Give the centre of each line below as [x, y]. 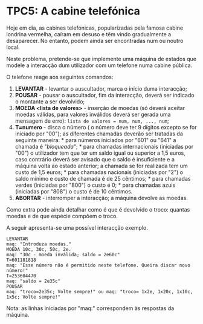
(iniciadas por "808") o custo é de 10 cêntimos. [74, 191]
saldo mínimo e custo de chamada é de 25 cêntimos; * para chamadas [103, 178]
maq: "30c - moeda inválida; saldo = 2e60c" [63, 254]
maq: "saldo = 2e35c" [34, 281]
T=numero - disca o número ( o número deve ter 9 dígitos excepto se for [106, 127]
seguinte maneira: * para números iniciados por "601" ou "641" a [95, 140]
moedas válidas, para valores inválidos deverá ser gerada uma [93, 114]
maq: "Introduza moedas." [39, 244]
